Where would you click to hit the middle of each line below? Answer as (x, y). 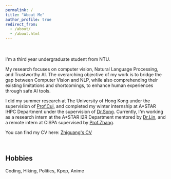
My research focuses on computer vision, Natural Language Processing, (82, 69)
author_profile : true (28, 19)
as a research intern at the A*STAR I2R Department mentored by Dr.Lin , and (85, 117)
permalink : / (19, 10)
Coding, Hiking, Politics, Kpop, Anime (45, 171)
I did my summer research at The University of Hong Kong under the (78, 101)
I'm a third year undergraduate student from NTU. (58, 59)
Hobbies (19, 158)
